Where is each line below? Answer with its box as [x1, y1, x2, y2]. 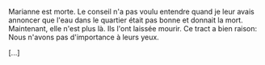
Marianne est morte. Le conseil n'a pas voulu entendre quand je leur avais [8, 7, 254, 16]
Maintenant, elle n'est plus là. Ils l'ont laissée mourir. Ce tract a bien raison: [8, 24, 258, 33]
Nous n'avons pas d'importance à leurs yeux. [8, 32, 159, 42]
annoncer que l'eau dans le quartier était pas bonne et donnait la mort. [8, 15, 244, 25]
